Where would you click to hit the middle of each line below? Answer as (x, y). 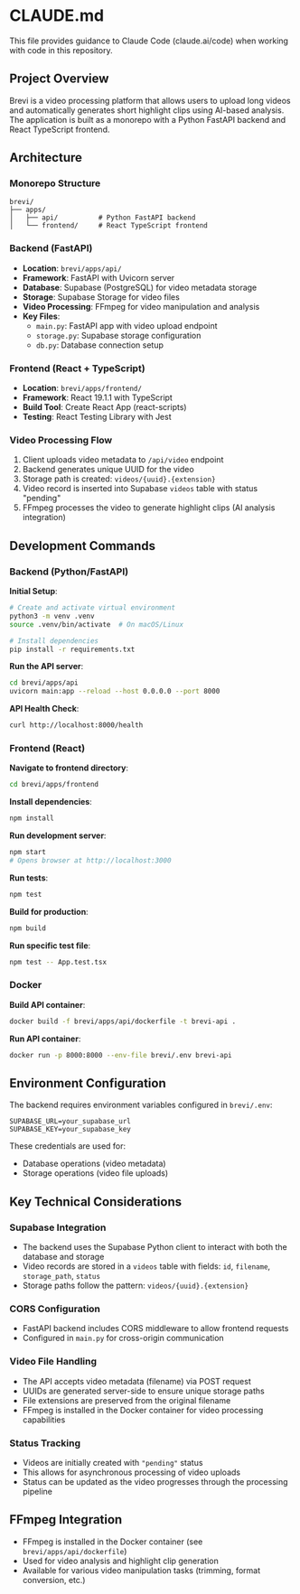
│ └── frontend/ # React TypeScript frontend (108, 226)
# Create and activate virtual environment (93, 608)
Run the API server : (47, 666)
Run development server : (58, 835)
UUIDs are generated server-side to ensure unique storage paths (143, 1391)
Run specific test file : (50, 946)
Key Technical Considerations (96, 1202)
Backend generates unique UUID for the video (108, 470)
